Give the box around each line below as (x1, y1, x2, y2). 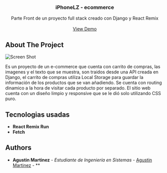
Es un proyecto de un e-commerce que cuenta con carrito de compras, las (5, 64, 160, 70)
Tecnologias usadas (5, 110, 70, 119)
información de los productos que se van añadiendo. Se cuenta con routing (5, 79, 162, 86)
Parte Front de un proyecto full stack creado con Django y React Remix (11, 15, 159, 21)
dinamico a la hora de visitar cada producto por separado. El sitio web (5, 85, 151, 91)
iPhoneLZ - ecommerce (55, 4, 115, 11)
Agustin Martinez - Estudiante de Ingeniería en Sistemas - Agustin (12, 157, 152, 163)
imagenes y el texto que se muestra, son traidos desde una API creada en (5, 69, 159, 75)
